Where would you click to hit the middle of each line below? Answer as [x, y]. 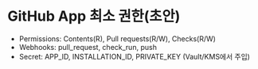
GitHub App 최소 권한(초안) [94, 16]
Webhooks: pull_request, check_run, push [88, 47]
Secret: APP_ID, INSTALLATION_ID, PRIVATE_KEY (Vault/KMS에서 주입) [134, 56]
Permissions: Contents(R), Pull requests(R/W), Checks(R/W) [117, 38]
